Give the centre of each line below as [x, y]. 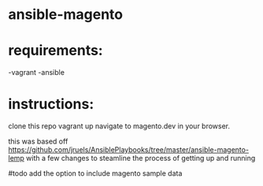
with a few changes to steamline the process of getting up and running [141, 158]
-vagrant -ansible [37, 73]
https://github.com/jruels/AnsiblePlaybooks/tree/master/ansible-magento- [129, 150]
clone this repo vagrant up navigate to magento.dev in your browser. [119, 126]
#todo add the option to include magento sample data [95, 173]
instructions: [51, 104]
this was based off [38, 141]
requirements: [56, 51]
